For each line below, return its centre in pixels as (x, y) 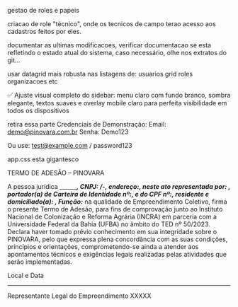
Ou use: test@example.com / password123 (70, 145)
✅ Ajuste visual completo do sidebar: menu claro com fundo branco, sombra (119, 95)
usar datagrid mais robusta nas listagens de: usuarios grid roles (100, 74)
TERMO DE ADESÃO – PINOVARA (56, 173)
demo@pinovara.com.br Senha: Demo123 (68, 132)
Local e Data (26, 276)
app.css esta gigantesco (43, 159)
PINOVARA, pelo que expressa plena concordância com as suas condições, (118, 239)
